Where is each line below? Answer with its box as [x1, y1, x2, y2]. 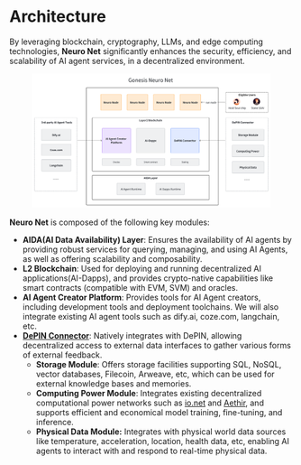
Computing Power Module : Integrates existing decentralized [35, 388, 262, 399]
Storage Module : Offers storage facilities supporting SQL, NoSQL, [35, 359, 282, 370]
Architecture [9, 6, 106, 27]
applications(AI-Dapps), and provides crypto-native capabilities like [22, 273, 273, 284]
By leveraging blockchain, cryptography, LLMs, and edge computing [9, 36, 263, 47]
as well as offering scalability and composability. [22, 254, 203, 265]
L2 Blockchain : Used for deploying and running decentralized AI [22, 264, 262, 274]
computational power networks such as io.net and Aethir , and [35, 397, 264, 408]
